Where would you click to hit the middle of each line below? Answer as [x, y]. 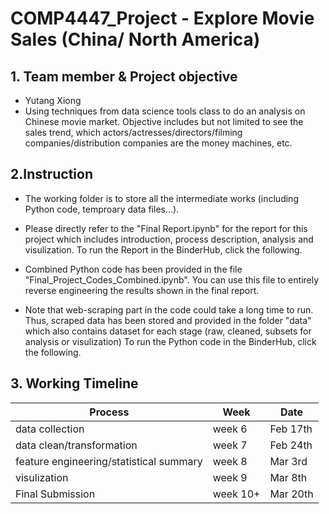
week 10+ [236, 494]
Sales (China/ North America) [135, 39]
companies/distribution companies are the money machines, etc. [158, 143]
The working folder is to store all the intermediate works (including [161, 198]
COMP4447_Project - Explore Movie [162, 18]
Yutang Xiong [53, 100]
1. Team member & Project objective [124, 76]
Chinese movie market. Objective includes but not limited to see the [164, 121]
